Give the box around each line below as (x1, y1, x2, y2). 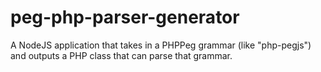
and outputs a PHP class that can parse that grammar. (10, 49, 233, 61)
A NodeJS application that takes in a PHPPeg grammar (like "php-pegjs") (10, 39, 312, 51)
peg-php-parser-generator (10, 6, 240, 29)
